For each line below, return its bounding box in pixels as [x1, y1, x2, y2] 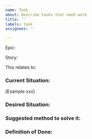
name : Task [5, 7, 28, 13]
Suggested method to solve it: [5, 115, 81, 122]
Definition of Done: [5, 128, 53, 135]
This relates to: [5, 64, 36, 71]
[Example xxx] [5, 88, 35, 94]
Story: [5, 54, 18, 61]
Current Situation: [5, 77, 51, 84]
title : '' [5, 17, 26, 22]
